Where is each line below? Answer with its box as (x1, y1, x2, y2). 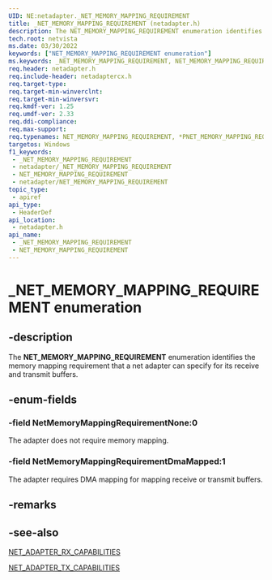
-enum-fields (8, 393, 77, 407)
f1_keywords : (8, 148, 53, 156)
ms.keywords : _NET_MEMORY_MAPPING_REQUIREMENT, (8, 58, 172, 66)
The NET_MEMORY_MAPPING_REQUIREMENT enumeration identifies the (8, 352, 256, 361)
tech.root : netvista (8, 34, 79, 43)
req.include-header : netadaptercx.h (8, 72, 132, 80)
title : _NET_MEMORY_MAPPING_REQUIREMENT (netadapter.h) (8, 19, 201, 28)
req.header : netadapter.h (8, 65, 96, 73)
